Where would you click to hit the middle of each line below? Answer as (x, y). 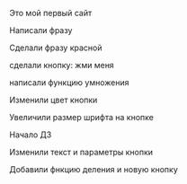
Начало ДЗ (31, 135)
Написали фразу (41, 30)
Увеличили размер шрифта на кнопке (82, 117)
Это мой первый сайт (51, 13)
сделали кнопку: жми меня (62, 65)
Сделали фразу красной (56, 48)
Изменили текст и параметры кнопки (81, 152)
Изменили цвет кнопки (53, 100)
